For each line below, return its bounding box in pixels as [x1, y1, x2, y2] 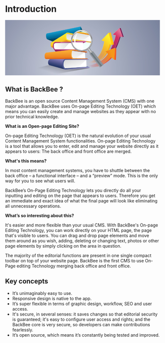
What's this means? [5, 158, 47, 164]
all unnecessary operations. [5, 203, 61, 209]
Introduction [5, 3, 57, 15]
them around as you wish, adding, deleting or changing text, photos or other [5, 237, 159, 244]
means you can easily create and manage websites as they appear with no [5, 108, 156, 114]
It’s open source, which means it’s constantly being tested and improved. [12, 332, 160, 338]
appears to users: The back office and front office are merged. [5, 148, 132, 154]
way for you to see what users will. [5, 178, 76, 184]
